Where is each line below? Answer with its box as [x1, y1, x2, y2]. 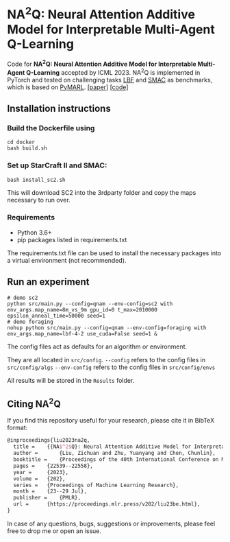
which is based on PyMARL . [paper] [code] [7, 83, 129, 91]
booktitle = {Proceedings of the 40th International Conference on [13, 456, 219, 463]
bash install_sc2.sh [7, 176, 66, 183]
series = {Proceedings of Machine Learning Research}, [13, 482, 179, 488]
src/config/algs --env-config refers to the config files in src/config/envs [7, 363, 216, 371]
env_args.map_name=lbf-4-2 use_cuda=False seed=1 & [7, 330, 157, 337]
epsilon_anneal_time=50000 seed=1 [7, 312, 106, 319]
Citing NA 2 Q [7, 396, 61, 410]
